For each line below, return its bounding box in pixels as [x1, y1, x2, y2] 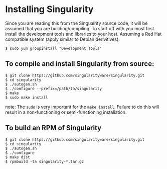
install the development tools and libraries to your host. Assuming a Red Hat [5, 31, 162, 37]
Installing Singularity [5, 4, 94, 15]
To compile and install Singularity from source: [5, 59, 154, 68]
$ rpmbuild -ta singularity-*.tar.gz [5, 159, 84, 164]
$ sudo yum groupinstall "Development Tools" [5, 46, 102, 51]
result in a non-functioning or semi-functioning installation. [5, 109, 127, 115]
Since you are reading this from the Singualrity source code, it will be [5, 20, 148, 26]
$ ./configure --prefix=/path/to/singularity [5, 86, 102, 91]
